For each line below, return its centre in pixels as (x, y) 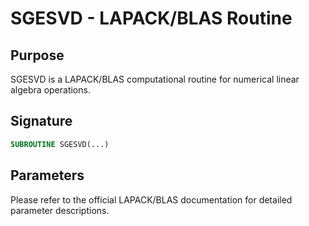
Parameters (47, 175)
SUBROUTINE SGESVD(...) (60, 144)
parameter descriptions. (60, 210)
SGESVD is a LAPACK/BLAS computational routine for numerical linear (155, 79)
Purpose (37, 55)
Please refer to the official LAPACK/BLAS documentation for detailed (151, 199)
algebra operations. (50, 90)
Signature (41, 121)
